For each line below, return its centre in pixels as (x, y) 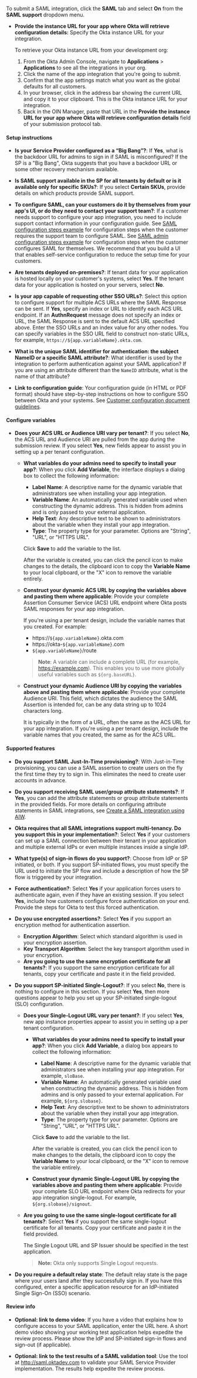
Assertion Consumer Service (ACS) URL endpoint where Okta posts (105, 603)
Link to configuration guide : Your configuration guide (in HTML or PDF (100, 388)
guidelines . (28, 407)
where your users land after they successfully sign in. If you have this (98, 1280)
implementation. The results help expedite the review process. (90, 1369)
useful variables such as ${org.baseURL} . (87, 675)
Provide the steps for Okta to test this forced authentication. (87, 907)
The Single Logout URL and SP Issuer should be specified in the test (106, 1245)
